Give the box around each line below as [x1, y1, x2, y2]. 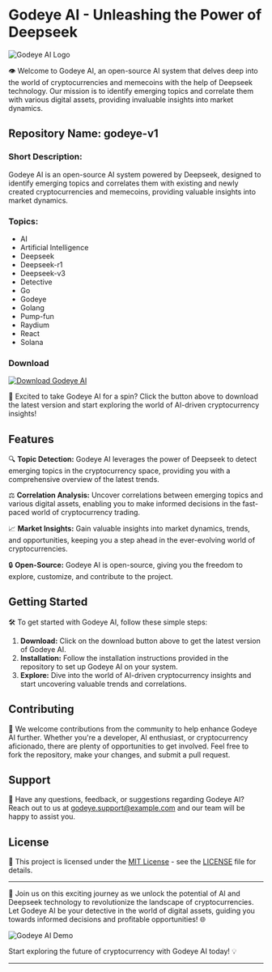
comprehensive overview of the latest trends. [8, 475, 159, 484]
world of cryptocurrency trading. [31, 508, 140, 518]
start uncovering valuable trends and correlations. [19, 679, 187, 688]
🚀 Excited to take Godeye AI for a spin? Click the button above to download [8, 391, 259, 402]
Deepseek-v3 [19, 268, 66, 278]
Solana [19, 337, 44, 347]
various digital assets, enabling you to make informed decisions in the [8, 499, 241, 509]
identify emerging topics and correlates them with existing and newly [8, 178, 239, 188]
